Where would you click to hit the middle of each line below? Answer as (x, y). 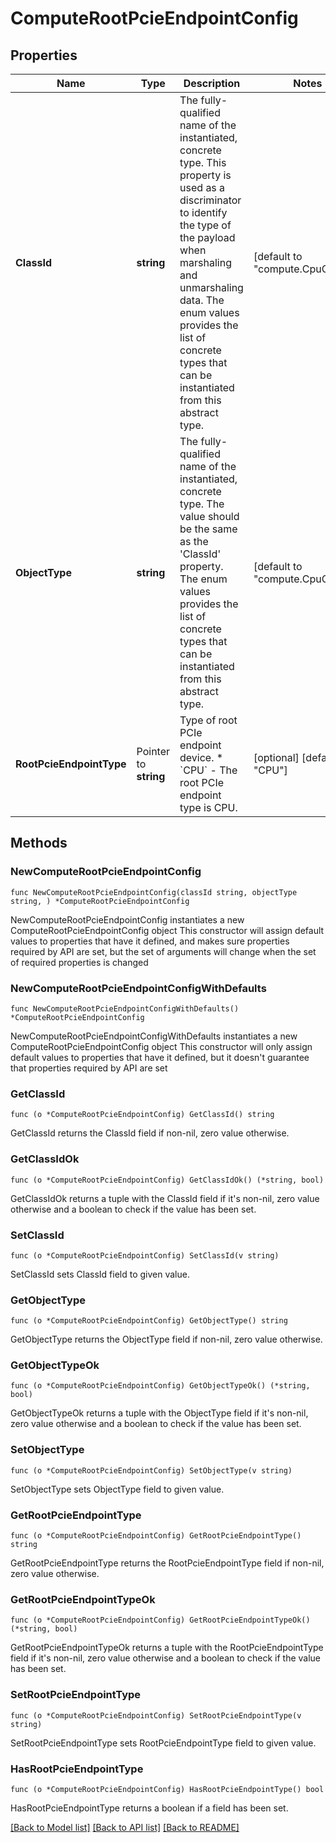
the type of (205, 225)
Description (212, 83)
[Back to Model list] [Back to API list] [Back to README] (125, 1827)
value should (209, 516)
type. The (202, 504)
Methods (39, 843)
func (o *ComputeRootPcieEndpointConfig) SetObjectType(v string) (151, 1470)
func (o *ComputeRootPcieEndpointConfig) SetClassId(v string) (145, 1255)
